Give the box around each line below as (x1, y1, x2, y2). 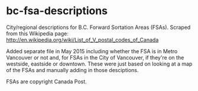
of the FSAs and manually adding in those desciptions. (6, 66, 139, 73)
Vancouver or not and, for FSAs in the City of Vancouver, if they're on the (6, 54, 184, 61)
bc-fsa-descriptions (6, 4, 108, 18)
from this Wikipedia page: (6, 30, 69, 37)
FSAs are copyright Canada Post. (6, 78, 87, 85)
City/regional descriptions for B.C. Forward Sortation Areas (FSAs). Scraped (6, 24, 191, 31)
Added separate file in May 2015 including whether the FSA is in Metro (6, 47, 178, 54)
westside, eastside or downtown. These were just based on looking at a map (6, 60, 193, 67)
